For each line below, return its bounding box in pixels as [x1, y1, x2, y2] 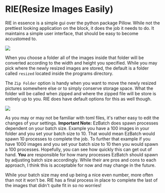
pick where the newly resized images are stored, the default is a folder [5, 65, 149, 71]
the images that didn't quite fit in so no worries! [5, 182, 102, 188]
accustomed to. [5, 36, 37, 42]
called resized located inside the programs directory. [5, 70, 113, 76]
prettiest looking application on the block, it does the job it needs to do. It [5, 25, 155, 31]
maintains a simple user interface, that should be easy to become [5, 30, 139, 36]
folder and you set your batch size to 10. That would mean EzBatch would [5, 130, 155, 136]
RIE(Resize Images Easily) [5, 3, 113, 15]
